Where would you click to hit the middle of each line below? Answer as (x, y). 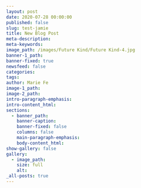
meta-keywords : (25, 45)
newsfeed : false (26, 66)
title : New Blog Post (33, 34)
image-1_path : (23, 88)
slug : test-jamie (27, 28)
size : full (30, 165)
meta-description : (28, 39)
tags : (13, 77)
